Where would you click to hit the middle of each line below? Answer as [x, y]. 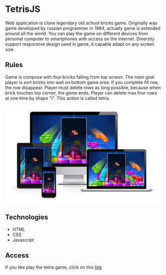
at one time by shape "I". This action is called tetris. [58, 98]
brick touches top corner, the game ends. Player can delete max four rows [81, 92]
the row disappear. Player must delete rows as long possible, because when [83, 88]
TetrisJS [23, 9]
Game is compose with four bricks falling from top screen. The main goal [80, 77]
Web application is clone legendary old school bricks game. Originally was [81, 23]
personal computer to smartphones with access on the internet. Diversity [80, 39]
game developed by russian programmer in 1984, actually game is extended [83, 28]
